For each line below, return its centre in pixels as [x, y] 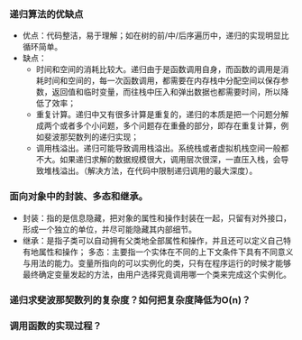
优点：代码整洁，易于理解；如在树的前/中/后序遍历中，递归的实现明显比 [156, 36]
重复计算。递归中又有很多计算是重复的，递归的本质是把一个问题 [154, 115]
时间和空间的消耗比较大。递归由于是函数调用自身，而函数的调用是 [158, 69]
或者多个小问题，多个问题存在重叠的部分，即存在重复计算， [170, 126]
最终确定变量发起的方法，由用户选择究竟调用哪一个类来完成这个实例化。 [156, 274]
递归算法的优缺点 [46, 14]
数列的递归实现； [107, 137]
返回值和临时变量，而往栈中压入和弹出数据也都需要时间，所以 [166, 92]
